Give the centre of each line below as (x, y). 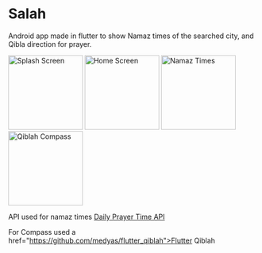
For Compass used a (42, 232)
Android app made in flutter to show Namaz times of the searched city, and (131, 36)
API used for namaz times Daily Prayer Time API (87, 217)
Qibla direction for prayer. (50, 44)
